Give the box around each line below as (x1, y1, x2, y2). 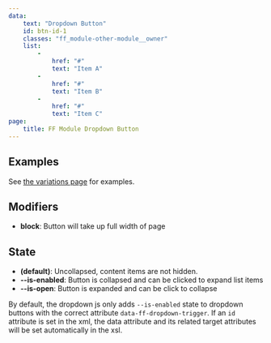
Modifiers (8, 199, 59, 213)
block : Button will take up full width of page (19, 221, 166, 231)
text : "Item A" (51, 65, 104, 73)
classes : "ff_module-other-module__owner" (23, 34, 168, 43)
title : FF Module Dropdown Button (23, 125, 139, 133)
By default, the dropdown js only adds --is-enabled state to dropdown (8, 299, 243, 309)
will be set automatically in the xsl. (8, 325, 123, 335)
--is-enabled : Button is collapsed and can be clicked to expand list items (19, 275, 264, 285)
